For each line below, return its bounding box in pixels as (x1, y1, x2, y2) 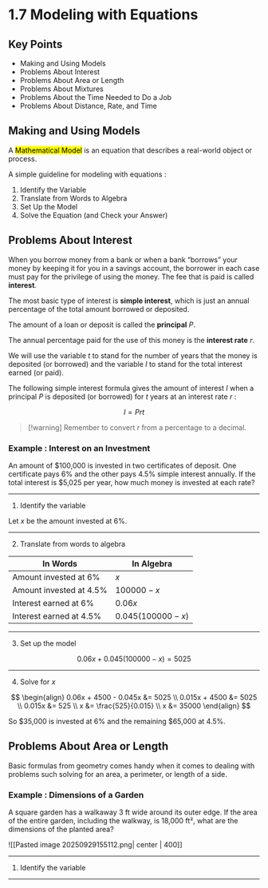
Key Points (8, 38, 63, 51)
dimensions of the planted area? (8, 825, 114, 834)
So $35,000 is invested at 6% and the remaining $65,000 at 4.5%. (8, 716, 226, 726)
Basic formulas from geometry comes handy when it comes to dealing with (8, 761, 255, 771)
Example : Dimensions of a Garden (8, 789, 144, 800)
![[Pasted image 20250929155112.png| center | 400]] (8, 840, 183, 850)
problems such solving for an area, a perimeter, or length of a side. (8, 769, 227, 778)
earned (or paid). (8, 368, 64, 377)
